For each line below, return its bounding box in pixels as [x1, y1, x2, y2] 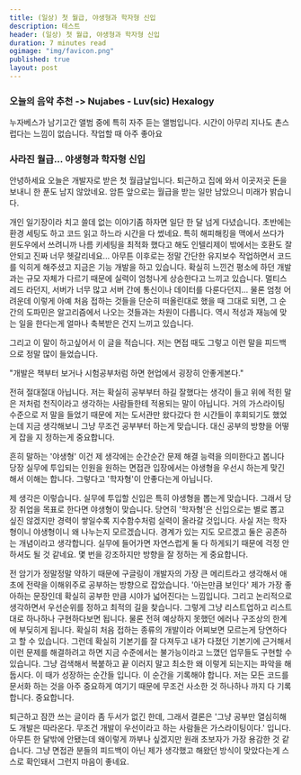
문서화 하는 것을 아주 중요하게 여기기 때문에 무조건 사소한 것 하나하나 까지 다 [9, 681, 276, 692]
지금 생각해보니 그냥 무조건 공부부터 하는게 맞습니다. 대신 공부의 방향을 [25, 421, 273, 432]
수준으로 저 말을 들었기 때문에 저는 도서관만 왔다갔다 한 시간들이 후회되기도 [9, 409, 271, 420]
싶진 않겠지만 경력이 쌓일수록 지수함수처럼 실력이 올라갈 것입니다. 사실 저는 [9, 515, 271, 526]
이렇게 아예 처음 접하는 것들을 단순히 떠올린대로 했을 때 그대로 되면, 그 [32, 296, 278, 306]
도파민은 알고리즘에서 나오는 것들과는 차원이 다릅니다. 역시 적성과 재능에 [25, 307, 279, 318]
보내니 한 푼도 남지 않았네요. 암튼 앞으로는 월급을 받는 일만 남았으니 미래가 [9, 187, 268, 197]
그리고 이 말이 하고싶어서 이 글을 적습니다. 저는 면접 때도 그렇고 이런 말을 [9, 337, 263, 348]
